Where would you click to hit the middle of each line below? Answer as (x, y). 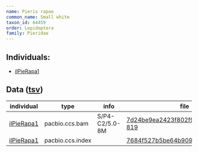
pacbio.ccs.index (68, 140)
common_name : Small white (38, 17)
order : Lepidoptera (30, 28)
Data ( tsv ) (25, 89)
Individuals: (28, 57)
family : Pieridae (27, 33)
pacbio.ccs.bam (66, 123)
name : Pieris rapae (30, 11)
